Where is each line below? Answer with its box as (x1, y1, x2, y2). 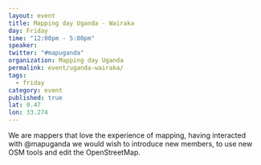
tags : (8, 71, 27, 79)
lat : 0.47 (8, 101, 42, 109)
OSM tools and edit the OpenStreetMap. (8, 147, 141, 157)
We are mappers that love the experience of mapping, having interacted (8, 131, 247, 140)
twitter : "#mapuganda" (8, 49, 84, 57)
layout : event (8, 11, 56, 20)
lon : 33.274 (8, 109, 48, 117)
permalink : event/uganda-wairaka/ (8, 64, 124, 72)
